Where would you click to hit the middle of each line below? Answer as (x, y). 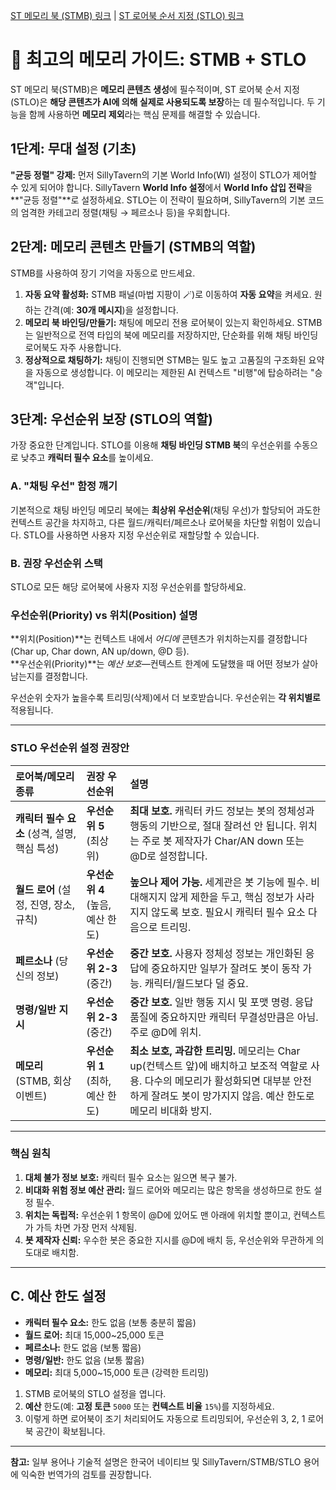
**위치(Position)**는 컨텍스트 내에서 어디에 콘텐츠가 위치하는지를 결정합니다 (159, 639)
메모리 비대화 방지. (170, 1111)
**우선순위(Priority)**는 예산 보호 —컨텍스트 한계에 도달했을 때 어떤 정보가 (155, 664)
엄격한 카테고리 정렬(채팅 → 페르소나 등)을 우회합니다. (125, 212)
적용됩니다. (32, 710)
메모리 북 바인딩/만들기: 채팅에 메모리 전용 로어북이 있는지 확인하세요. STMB (173, 322)
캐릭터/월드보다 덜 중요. (196, 983)
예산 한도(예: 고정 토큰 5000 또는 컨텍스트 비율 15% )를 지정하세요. (149, 1406)
